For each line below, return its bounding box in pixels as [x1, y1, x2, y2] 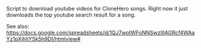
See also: [6, 23, 29, 30]
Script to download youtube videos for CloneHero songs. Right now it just [6, 5, 188, 12]
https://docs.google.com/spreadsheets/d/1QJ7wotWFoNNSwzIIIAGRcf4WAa [6, 29, 195, 36]
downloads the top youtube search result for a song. [6, 11, 136, 18]
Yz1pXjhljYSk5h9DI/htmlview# [6, 36, 81, 42]
